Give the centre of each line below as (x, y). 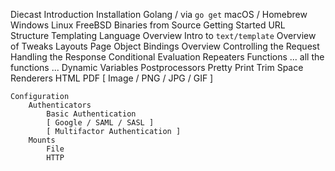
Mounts (42, 140)
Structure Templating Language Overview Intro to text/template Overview (163, 35)
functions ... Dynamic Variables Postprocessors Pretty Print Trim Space (157, 67)
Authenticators (60, 105)
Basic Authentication (91, 114)
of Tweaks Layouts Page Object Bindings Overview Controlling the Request (165, 46)
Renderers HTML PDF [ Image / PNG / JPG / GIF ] (112, 78)
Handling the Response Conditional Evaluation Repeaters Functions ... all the (167, 57)
